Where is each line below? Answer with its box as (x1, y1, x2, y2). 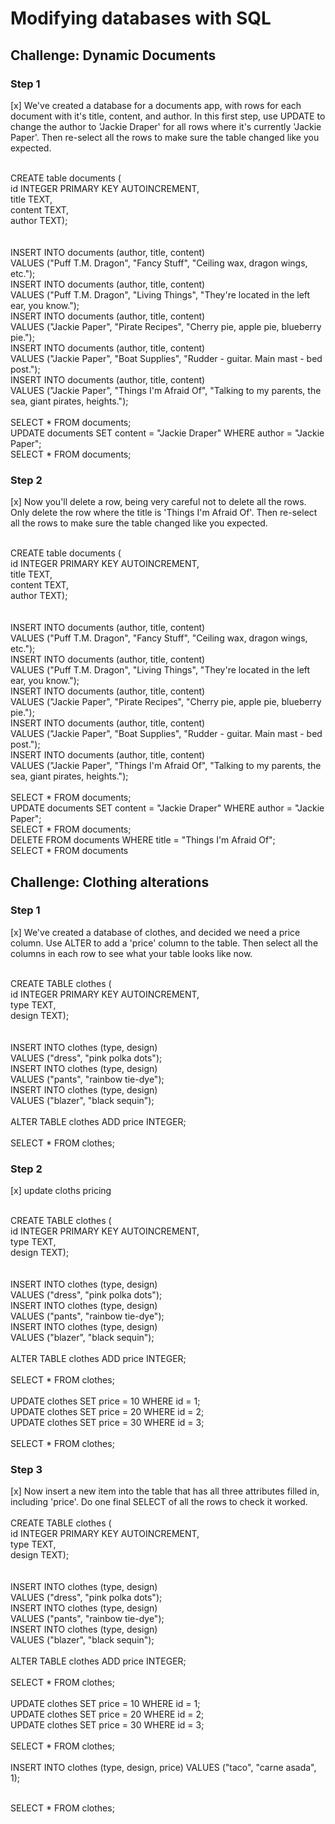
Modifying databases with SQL (10, 7, 272, 30)
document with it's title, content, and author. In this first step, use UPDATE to (10, 110, 326, 122)
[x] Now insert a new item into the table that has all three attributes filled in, (10, 1485, 320, 1497)
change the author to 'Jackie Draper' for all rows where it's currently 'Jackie (10, 120, 322, 132)
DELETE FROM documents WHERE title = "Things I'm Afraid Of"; (10, 834, 276, 846)
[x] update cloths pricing (10, 1185, 112, 1197)
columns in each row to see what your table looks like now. (10, 947, 253, 959)
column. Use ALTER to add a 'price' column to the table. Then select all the (10, 937, 319, 949)
